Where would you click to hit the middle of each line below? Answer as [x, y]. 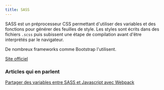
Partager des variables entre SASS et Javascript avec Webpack [70, 82]
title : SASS [17, 10]
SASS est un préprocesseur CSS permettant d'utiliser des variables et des [81, 24]
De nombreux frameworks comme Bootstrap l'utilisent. [61, 49]
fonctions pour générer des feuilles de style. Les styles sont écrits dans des [82, 29]
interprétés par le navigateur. [35, 40]
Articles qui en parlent [33, 71]
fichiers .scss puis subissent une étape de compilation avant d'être [73, 34]
